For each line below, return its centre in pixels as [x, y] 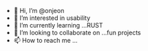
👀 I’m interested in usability [52, 18]
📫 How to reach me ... [45, 40]
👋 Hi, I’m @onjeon [39, 11]
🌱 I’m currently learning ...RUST [58, 25]
